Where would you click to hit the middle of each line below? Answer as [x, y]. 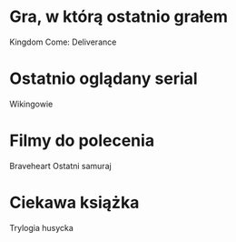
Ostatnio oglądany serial [103, 79]
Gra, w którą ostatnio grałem [119, 17]
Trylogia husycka [42, 227]
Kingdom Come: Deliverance [63, 42]
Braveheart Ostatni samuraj [60, 166]
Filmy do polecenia [82, 141]
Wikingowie [31, 104]
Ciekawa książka [74, 203]
